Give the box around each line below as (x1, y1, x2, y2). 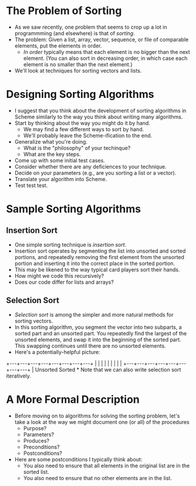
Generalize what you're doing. (14, 138, 88, 145)
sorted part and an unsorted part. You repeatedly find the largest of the (14, 329, 187, 337)
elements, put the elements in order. (14, 42, 102, 49)
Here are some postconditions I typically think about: (14, 456, 143, 463)
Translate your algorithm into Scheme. (14, 175, 107, 182)
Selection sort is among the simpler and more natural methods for (14, 311, 174, 318)
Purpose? (23, 424, 47, 431)
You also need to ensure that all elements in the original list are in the (23, 462, 190, 469)
